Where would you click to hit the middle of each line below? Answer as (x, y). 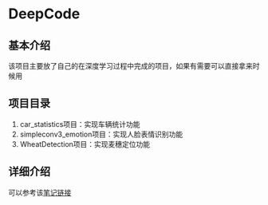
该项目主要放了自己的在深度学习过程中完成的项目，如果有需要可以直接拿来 (130, 66)
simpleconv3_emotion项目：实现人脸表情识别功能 (101, 134)
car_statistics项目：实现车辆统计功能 (80, 124)
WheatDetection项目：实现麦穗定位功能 (85, 144)
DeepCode (44, 14)
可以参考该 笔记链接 (40, 192)
